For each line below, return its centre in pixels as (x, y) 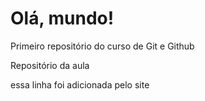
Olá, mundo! (62, 18)
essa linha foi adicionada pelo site (80, 84)
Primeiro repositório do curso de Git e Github (102, 46)
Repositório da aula (50, 65)
